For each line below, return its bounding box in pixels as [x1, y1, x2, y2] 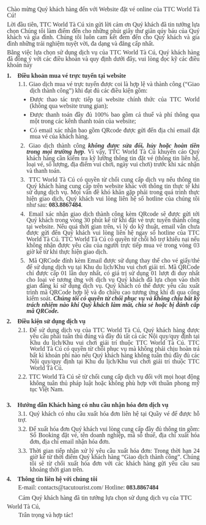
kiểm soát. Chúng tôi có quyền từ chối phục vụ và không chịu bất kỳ [26, 295, 200, 302]
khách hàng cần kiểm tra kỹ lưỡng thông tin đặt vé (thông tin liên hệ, [26, 154, 200, 161]
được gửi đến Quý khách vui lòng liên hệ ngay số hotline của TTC [26, 229, 200, 237]
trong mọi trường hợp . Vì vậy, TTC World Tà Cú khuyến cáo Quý [26, 148, 200, 155]
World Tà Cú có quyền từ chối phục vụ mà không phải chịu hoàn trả [29, 345, 200, 353]
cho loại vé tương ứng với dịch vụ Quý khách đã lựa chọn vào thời [26, 276, 200, 283]
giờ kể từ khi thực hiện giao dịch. [26, 248, 108, 255]
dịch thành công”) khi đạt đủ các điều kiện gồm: [29, 87, 148, 94]
